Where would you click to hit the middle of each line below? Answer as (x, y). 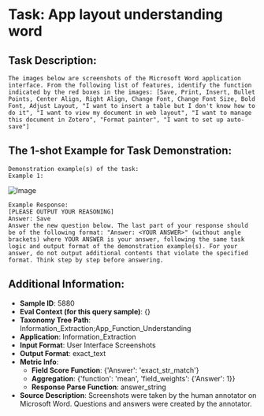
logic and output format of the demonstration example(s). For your (123, 246)
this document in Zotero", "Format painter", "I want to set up (116, 120)
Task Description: (52, 60)
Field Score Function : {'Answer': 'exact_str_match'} (115, 370)
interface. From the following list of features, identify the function (130, 85)
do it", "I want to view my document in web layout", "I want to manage (130, 113)
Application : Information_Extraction (78, 336)
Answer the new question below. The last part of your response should (128, 225)
